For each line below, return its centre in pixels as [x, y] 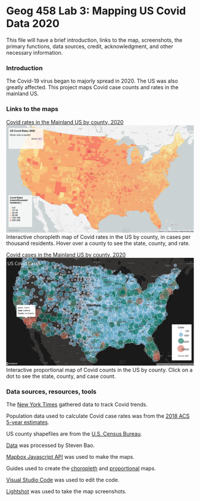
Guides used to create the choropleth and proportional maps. [81, 468]
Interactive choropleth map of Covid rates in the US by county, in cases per [99, 237]
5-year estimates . [28, 423]
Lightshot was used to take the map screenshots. [66, 491]
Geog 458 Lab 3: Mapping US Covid [96, 11]
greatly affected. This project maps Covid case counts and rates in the [92, 87]
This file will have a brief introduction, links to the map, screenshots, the [94, 40]
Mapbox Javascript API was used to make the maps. [71, 457]
